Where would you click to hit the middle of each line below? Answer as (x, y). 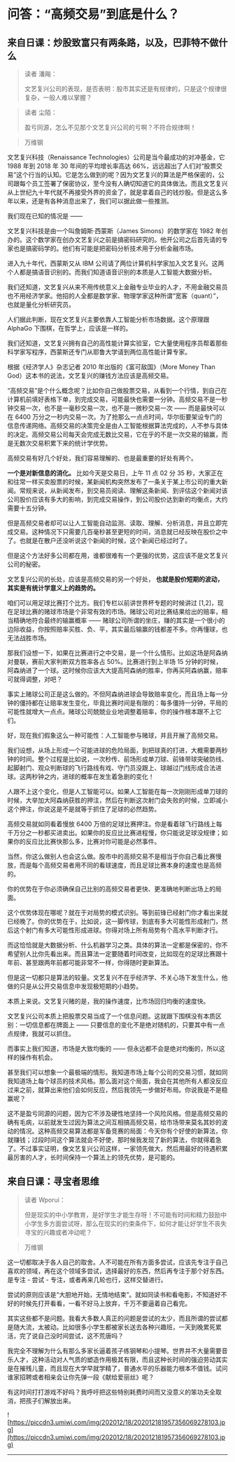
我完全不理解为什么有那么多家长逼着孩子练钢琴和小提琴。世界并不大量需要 (114, 1350)
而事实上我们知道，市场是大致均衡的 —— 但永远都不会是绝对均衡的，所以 (113, 1049)
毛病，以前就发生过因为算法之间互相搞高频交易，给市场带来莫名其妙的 (120, 1122)
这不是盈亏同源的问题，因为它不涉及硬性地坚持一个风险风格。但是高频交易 (114, 1114)
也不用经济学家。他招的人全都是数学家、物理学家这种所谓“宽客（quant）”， (115, 296)
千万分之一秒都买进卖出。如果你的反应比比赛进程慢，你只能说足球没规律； (114, 833)
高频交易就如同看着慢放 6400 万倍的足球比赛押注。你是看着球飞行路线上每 (115, 824)
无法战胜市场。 (29, 638)
